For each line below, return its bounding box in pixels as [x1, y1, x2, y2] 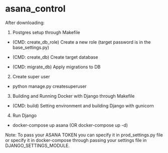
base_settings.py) [12, 44, 49, 50]
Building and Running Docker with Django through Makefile [12, 93, 135, 99]
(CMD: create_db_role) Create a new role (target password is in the [12, 39, 151, 45]
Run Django [12, 112, 37, 118]
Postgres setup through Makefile [12, 29, 80, 35]
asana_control [5, 3, 66, 15]
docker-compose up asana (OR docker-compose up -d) [12, 122, 128, 128]
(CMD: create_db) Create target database [12, 54, 98, 60]
